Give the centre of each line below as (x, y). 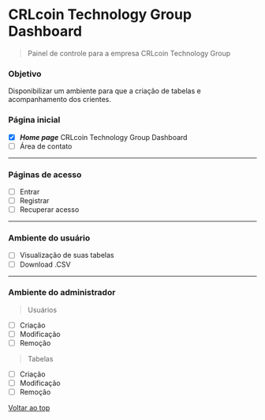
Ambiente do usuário (49, 238)
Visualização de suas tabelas (67, 255)
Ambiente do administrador (62, 293)
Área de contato (46, 146)
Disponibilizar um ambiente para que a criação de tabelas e (105, 91)
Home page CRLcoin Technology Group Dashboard (103, 137)
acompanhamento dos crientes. (60, 100)
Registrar (34, 201)
